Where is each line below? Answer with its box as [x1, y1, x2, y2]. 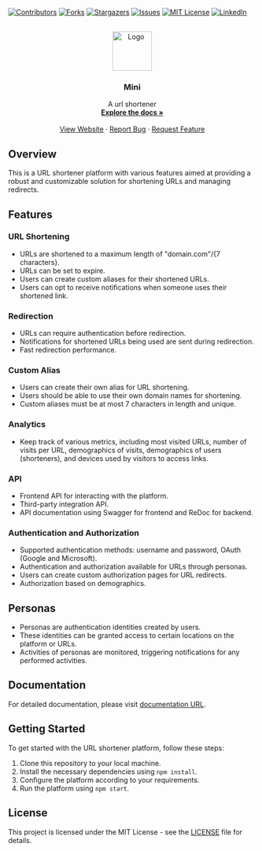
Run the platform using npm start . [19, 783, 130, 793]
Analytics [8, 419, 46, 430]
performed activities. [19, 656, 88, 665]
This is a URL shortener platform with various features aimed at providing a [8, 168, 252, 178]
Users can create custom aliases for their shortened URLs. [19, 274, 210, 283]
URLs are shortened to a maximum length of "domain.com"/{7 [19, 249, 220, 259]
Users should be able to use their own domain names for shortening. [19, 391, 242, 400]
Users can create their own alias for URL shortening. [19, 382, 190, 392]
